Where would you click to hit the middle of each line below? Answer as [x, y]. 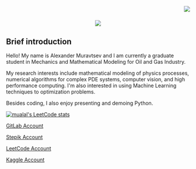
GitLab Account [25, 126]
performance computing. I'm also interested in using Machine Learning [91, 85]
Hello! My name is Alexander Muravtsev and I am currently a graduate [90, 56]
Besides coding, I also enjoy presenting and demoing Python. [80, 103]
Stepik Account [24, 137]
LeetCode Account [29, 148]
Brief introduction [39, 41]
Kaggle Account [25, 160]
